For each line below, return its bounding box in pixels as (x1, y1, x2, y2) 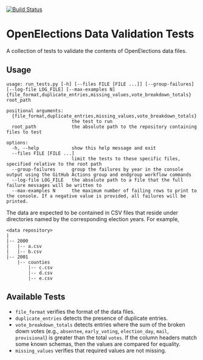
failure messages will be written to (6, 182, 102, 188)
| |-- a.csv (6, 243, 43, 249)
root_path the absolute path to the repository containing (12, 124, 198, 130)
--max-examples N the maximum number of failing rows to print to (12, 188, 198, 194)
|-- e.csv (28, 275, 53, 281)
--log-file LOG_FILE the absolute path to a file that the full (12, 177, 184, 183)
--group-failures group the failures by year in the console (12, 166, 184, 172)
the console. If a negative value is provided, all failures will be (6, 192, 187, 199)
